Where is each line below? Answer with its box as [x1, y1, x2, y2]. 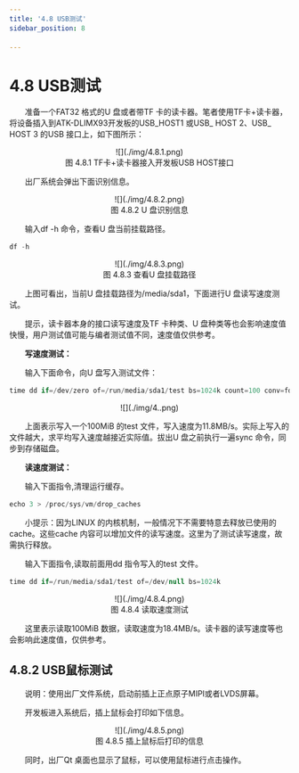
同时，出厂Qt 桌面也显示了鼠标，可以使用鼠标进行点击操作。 [25, 754, 246, 765]
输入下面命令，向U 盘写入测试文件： [25, 367, 158, 378]
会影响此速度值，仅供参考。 [9, 634, 111, 645]
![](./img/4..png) [119, 402, 180, 414]
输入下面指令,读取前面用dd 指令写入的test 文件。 [25, 558, 203, 569]
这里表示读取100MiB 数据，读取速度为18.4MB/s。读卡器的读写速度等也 [25, 622, 283, 633]
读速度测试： [25, 462, 72, 473]
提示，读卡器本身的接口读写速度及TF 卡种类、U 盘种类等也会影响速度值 [25, 318, 287, 329]
